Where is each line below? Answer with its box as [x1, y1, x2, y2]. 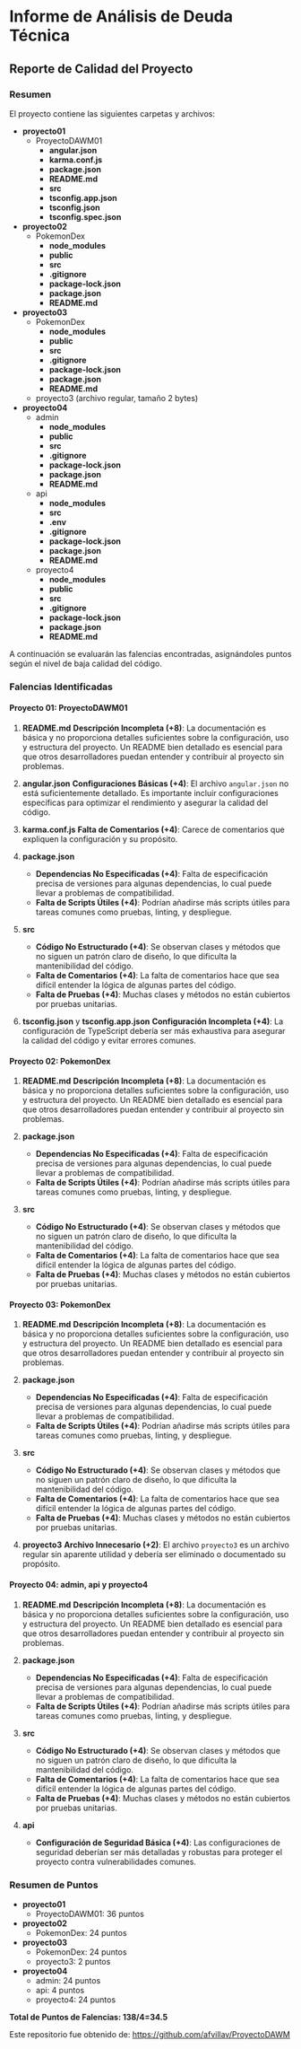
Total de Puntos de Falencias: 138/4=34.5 [9, 2011, 168, 2022]
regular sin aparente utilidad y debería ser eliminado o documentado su [21, 1549, 287, 1560]
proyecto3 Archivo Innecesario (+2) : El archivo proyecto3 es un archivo [21, 1539, 289, 1550]
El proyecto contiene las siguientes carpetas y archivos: [9, 108, 215, 118]
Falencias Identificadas [9, 680, 114, 693]
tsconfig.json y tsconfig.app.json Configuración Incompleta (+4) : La [21, 1016, 284, 1027]
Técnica [9, 25, 70, 46]
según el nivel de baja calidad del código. [9, 658, 163, 669]
